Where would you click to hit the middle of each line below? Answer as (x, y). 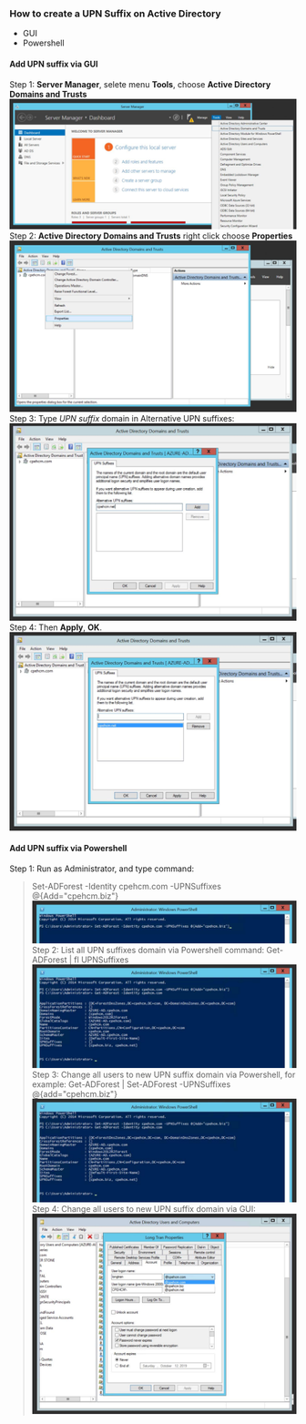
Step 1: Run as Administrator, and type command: (102, 869)
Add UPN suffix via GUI (54, 64)
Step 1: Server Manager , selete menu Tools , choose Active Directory (140, 84)
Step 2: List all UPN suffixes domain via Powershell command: (148, 950)
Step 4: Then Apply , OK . (56, 627)
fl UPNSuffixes (102, 960)
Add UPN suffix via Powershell (68, 849)
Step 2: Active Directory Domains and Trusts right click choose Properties (151, 236)
